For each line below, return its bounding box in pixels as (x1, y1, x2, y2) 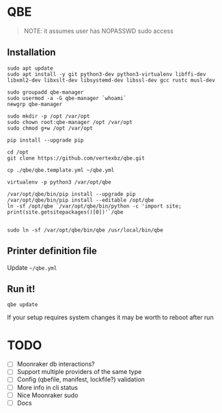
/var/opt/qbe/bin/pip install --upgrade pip (7, 190, 136, 197)
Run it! (7, 283, 36, 295)
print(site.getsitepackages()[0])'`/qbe (7, 208, 124, 216)
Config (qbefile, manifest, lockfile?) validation (16, 375, 145, 384)
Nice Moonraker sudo (16, 391, 79, 399)
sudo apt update (7, 64, 53, 72)
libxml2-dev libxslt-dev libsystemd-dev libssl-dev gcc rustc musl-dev (7, 77, 215, 84)
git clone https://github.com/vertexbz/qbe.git (7, 155, 145, 162)
